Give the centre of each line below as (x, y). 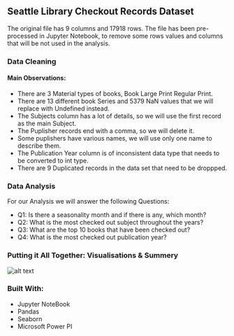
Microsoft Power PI (45, 326)
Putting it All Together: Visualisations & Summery (93, 255)
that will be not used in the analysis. (59, 43)
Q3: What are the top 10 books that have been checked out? (104, 230)
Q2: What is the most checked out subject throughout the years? (110, 223)
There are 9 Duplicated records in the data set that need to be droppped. (122, 168)
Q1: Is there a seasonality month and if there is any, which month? (112, 215)
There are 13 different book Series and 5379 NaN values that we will (115, 101)
